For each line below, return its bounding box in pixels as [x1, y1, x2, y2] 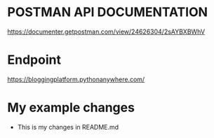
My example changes [7, 99, 135, 116]
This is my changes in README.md [17, 123, 119, 131]
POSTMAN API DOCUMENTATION [7, 4, 208, 20]
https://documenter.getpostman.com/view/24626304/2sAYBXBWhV [7, 27, 206, 36]
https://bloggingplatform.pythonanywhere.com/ [7, 75, 145, 83]
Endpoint [7, 52, 62, 68]
